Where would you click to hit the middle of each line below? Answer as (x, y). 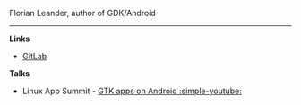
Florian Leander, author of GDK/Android (83, 13)
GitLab (34, 56)
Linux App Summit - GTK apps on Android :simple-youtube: (132, 91)
